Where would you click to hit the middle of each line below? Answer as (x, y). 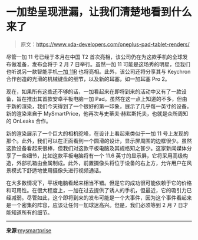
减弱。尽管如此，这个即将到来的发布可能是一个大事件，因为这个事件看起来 (101, 198)
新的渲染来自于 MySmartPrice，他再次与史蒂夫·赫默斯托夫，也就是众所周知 (97, 113)
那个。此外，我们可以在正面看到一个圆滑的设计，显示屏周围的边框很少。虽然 (99, 141)
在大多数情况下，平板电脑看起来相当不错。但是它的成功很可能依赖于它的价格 (99, 183)
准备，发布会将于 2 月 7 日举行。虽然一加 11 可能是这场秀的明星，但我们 (103, 64)
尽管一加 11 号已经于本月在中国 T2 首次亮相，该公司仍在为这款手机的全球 (94, 57)
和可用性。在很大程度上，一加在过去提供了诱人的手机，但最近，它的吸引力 (96, 190)
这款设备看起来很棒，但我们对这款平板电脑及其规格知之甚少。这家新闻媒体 (96, 148)
